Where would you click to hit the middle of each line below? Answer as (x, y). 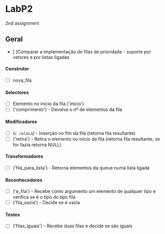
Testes (13, 215)
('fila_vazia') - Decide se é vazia (46, 203)
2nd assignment (22, 23)
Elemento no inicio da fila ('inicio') (48, 104)
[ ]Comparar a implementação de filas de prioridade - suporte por (82, 51)
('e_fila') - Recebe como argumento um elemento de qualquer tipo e (84, 191)
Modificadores (21, 122)
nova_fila (22, 80)
